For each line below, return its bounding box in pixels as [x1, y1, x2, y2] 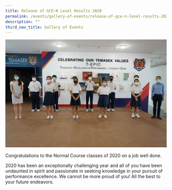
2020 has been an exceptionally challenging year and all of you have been [5, 162, 162, 168]
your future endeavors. [5, 179, 54, 185]
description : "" [5, 19, 40, 24]
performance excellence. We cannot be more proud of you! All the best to [5, 173, 161, 179]
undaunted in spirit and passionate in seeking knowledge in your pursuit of [5, 167, 163, 174]
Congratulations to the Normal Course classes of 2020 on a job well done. [5, 152, 162, 159]
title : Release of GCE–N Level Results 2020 [5, 8, 102, 13]
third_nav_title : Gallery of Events [5, 25, 83, 30]
